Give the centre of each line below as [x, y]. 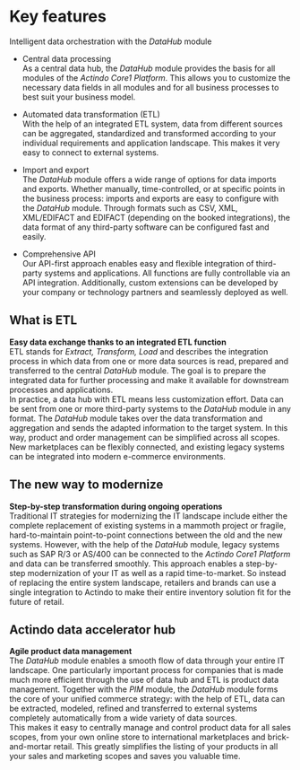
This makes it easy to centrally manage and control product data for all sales [150, 728]
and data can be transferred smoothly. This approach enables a [127, 564]
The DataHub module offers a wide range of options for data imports [149, 179]
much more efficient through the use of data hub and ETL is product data [144, 680]
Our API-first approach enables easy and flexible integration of [138, 263]
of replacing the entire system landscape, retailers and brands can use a [143, 582]
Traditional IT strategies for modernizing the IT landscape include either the [149, 516]
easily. [34, 236]
